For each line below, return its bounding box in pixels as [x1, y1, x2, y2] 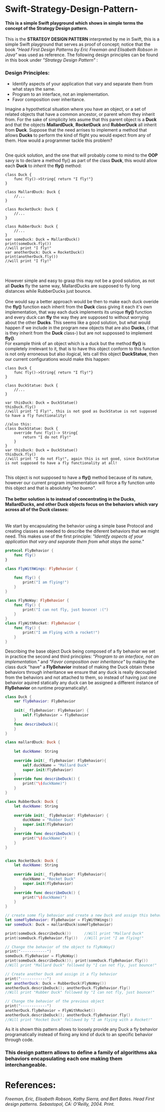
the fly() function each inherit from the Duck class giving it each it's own [5, 304, 152, 310]
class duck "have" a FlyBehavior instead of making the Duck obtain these [5, 664, 155, 670]
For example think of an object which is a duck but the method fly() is [5, 340, 146, 346]
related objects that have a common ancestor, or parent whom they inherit [5, 111, 155, 117]
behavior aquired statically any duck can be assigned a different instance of [5, 679, 159, 686]
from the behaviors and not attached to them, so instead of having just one [5, 674, 157, 680]
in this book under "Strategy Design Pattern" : [5, 57, 98, 63]
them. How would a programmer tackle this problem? [5, 137, 113, 143]
